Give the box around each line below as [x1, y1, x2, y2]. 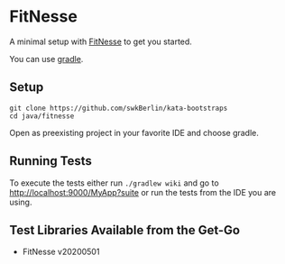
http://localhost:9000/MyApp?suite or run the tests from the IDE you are [9, 187, 277, 197]
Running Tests [9, 153, 92, 168]
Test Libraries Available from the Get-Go [9, 223, 241, 238]
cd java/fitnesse [9, 111, 75, 121]
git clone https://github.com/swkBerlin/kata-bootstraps [9, 104, 228, 113]
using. [9, 196, 32, 207]
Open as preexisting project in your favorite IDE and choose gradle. [9, 127, 260, 138]
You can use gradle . [9, 53, 84, 64]
